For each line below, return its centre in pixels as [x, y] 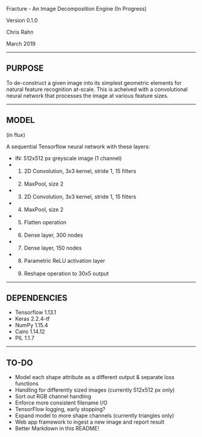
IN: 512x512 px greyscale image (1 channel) [68, 158]
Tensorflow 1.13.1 [35, 312]
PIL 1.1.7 [25, 338]
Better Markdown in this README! [57, 429]
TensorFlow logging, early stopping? [60, 409]
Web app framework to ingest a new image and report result [90, 422]
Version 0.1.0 [22, 20]
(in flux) [16, 134]
